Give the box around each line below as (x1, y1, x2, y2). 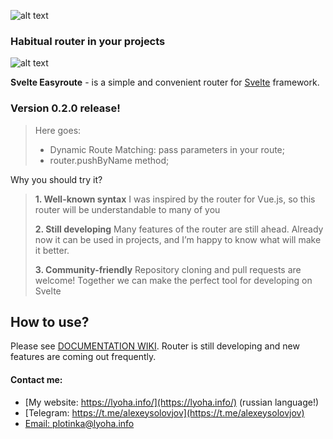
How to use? (10, 313, 90, 330)
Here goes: (34, 124, 82, 136)
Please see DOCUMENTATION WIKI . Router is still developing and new (10, 340, 300, 352)
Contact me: (10, 374, 63, 385)
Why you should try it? (10, 173, 103, 185)
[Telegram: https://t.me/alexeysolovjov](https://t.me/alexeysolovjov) (24, 406, 305, 419)
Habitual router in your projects (10, 34, 166, 48)
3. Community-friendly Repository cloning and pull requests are (34, 263, 302, 275)
